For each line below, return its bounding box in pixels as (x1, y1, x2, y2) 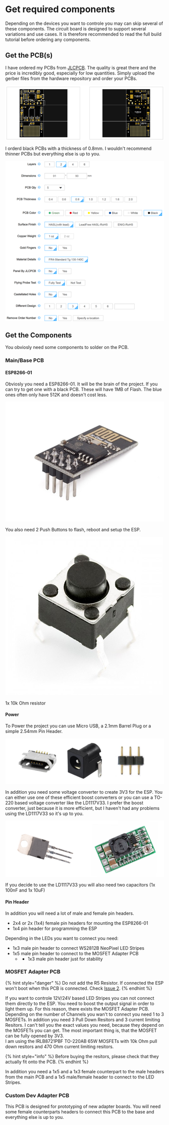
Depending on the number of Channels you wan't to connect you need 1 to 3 (5, 1011, 164, 1017)
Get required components (5, 4, 115, 15)
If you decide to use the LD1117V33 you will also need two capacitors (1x (5, 882, 155, 888)
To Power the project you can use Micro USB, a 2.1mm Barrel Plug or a (5, 723, 151, 729)
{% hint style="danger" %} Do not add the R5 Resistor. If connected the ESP (5, 980, 164, 986)
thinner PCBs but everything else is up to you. (5, 150, 101, 157)
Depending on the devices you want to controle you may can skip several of (5, 20, 163, 26)
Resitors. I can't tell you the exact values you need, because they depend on (5, 1022, 164, 1028)
